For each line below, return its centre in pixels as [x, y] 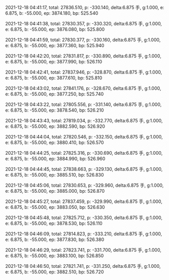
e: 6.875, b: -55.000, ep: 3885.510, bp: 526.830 [55, 175]
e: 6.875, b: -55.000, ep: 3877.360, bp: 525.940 [55, 45]
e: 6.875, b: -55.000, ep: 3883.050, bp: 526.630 [55, 207]
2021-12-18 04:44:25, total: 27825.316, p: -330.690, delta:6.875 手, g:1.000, [84, 153]
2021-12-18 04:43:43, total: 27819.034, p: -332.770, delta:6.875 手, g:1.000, [84, 120]
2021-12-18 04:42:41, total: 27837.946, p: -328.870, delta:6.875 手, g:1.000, [84, 72]
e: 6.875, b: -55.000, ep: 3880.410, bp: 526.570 [55, 143]
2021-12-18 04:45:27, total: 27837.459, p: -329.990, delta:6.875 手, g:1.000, [84, 201]
